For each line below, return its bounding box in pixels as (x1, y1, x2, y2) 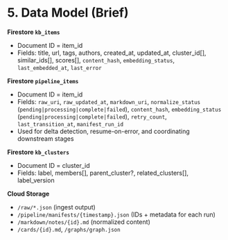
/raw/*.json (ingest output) (17, 203, 96, 211)
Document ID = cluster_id (17, 161, 90, 169)
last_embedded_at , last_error (17, 63, 102, 71)
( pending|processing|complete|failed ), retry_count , (17, 112, 168, 121)
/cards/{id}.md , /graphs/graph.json (17, 225, 121, 233)
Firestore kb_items (7, 28, 60, 36)
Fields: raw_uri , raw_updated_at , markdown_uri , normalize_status (17, 97, 201, 105)
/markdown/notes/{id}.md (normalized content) (17, 217, 150, 226)
